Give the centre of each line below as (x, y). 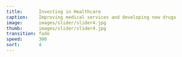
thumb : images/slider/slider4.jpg (56, 28)
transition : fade (28, 34)
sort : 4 (24, 45)
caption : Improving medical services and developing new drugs (91, 17)
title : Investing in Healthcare (54, 12)
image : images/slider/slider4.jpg (56, 23)
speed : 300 (27, 39)
